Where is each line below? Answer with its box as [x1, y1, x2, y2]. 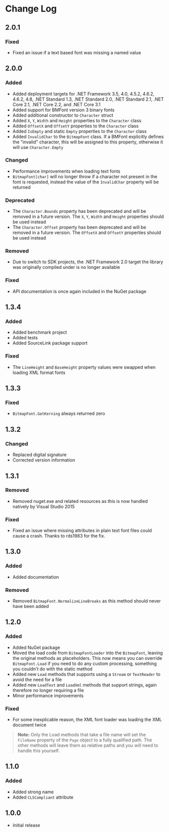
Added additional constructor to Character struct [12, 112, 113, 118]
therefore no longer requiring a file [12, 687, 84, 693]
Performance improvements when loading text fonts [12, 168, 121, 174]
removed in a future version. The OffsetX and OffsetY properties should [12, 230, 161, 236]
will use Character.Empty [12, 144, 64, 150]
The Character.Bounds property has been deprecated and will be [12, 208, 146, 214]
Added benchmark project [12, 329, 67, 335]
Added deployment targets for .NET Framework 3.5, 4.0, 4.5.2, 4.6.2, [12, 91, 155, 97]
